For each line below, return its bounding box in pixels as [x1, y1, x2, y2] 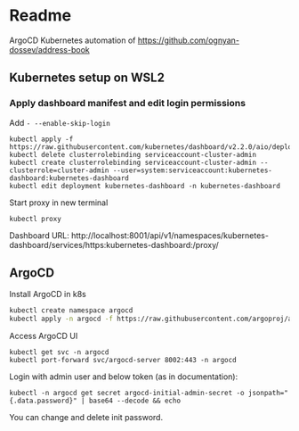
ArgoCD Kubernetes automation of [9, 35, 136, 46]
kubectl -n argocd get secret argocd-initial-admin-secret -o [9, 389, 245, 398]
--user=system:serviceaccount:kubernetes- [112, 166, 273, 175]
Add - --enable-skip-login [9, 117, 111, 128]
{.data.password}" [9, 396, 77, 406]
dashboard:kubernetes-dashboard [9, 173, 129, 183]
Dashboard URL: [9, 229, 69, 241]
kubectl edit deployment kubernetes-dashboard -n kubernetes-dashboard [9, 181, 280, 190]
